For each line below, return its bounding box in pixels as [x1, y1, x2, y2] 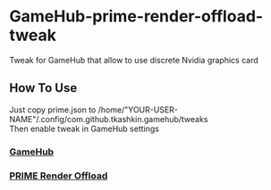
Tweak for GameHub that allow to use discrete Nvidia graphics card [9, 54, 259, 65]
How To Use [9, 80, 78, 95]
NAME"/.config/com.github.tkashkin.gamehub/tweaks [9, 113, 208, 124]
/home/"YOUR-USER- [97, 104, 179, 115]
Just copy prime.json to [9, 104, 97, 115]
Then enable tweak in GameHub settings [9, 123, 159, 134]
